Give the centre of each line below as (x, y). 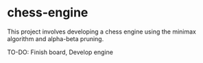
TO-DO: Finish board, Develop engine (60, 52)
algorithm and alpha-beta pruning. (56, 38)
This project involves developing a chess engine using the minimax (102, 32)
